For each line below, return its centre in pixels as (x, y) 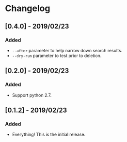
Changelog (28, 8)
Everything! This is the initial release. (49, 135)
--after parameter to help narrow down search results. (67, 50)
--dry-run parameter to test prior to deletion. (57, 56)
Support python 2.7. (32, 95)
